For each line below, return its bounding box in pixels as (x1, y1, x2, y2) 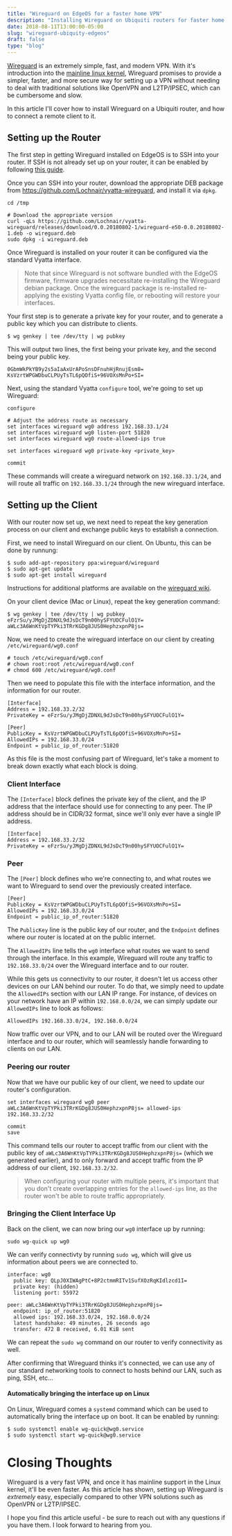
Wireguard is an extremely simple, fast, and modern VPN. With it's (7, 62, 196, 69)
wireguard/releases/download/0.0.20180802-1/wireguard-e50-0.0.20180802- (7, 224, 225, 231)
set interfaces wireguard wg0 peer (7, 1098, 110, 1105)
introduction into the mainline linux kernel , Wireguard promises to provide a (7, 69, 222, 77)
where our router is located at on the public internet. (7, 933, 156, 941)
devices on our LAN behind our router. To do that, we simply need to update (7, 982, 224, 991)
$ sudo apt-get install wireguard (7, 571, 107, 579)
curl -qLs (7, 217, 36, 224)
